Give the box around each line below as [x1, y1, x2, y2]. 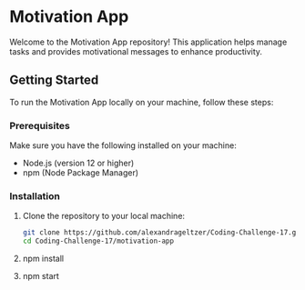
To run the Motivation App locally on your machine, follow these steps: [9, 96, 274, 107]
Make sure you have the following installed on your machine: [9, 140, 237, 151]
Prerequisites [9, 119, 70, 132]
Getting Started [9, 73, 99, 88]
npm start [22, 271, 59, 282]
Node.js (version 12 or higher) [22, 157, 135, 169]
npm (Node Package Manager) [22, 167, 139, 178]
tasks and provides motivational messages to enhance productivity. [9, 45, 262, 56]
